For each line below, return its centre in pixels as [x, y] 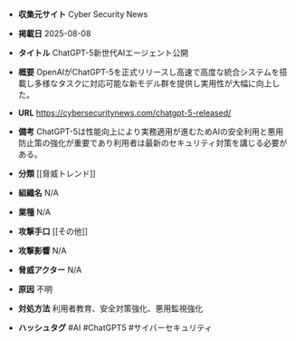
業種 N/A [34, 212]
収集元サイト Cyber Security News [83, 14]
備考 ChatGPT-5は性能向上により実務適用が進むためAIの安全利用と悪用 [150, 132]
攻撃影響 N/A [42, 250]
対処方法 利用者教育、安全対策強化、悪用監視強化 [110, 308]
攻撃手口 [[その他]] [53, 231]
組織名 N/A [38, 193]
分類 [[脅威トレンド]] [57, 173]
